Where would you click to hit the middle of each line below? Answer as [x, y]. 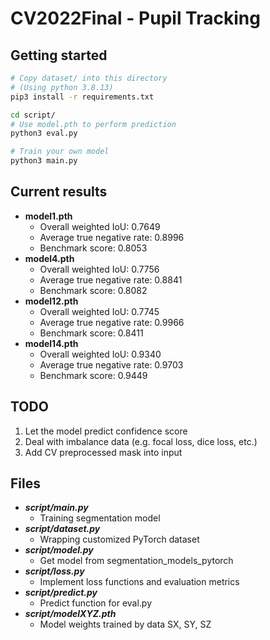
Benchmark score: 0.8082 [93, 290]
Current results [59, 192]
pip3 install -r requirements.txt [82, 97]
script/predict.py [61, 593]
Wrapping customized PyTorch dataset [119, 539]
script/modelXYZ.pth [70, 614]
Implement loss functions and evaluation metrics [139, 582]
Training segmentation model [100, 518]
